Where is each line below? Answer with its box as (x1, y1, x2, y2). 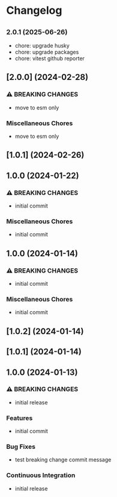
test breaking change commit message (14, 456, 112, 463)
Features (6, 413, 33, 422)
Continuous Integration (6, 471, 76, 480)
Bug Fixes (6, 443, 36, 451)
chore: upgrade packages (14, 49, 79, 55)
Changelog (6, 4, 62, 17)
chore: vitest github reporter (14, 55, 85, 62)
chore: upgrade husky (14, 42, 70, 49)
